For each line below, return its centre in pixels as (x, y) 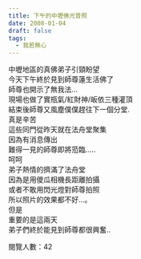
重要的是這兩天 (33, 220)
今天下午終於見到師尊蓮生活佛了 (61, 79)
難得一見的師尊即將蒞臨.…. (52, 150)
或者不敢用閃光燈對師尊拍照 (54, 190)
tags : (17, 38)
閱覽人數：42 (30, 247)
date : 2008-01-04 (37, 23)
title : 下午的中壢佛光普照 (48, 16)
